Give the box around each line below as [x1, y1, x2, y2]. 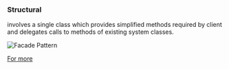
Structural [7, 5, 42, 14]
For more [7, 55, 33, 63]
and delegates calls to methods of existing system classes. [7, 28, 174, 36]
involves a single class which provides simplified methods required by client [7, 21, 222, 29]
